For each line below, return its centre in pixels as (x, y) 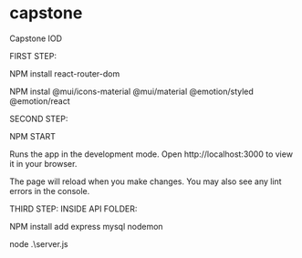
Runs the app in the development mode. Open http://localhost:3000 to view (151, 154)
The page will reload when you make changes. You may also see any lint (146, 181)
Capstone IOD (36, 38)
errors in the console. (50, 191)
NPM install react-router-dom (65, 73)
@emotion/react (40, 101)
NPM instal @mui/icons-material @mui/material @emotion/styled (131, 91)
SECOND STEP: (39, 119)
